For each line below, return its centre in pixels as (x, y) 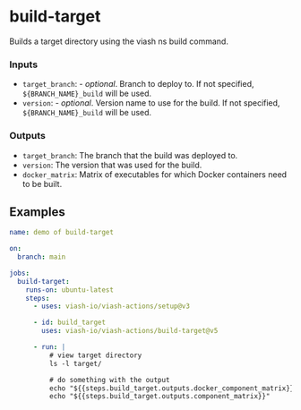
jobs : (19, 273)
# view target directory (95, 355)
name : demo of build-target (62, 233)
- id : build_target (69, 323)
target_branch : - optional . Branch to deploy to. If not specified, (138, 84)
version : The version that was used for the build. (112, 165)
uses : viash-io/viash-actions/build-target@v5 (130, 331)
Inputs (24, 64)
